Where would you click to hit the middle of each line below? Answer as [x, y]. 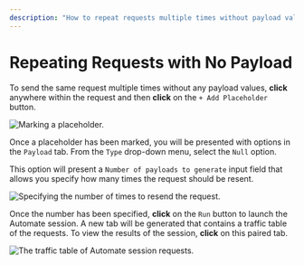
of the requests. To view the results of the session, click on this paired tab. [148, 232]
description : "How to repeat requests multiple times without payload [145, 18]
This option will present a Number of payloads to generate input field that [146, 169]
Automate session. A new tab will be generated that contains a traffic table [148, 223]
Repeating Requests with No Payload [151, 62]
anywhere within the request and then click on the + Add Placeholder [139, 97]
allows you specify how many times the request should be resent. [132, 178]
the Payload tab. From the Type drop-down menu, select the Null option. [143, 151]
